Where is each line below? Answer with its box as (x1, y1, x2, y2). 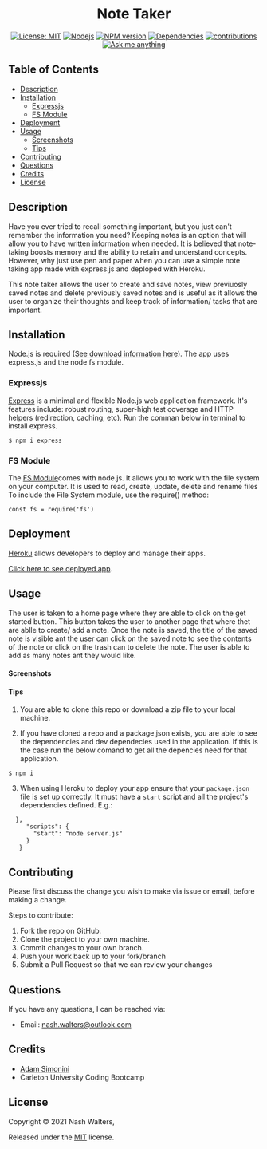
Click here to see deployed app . (8, 563, 113, 573)
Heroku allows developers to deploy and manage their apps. (8, 548, 206, 558)
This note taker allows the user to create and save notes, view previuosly (8, 279, 248, 289)
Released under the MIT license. (8, 1132, 115, 1142)
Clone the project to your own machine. (19, 934, 150, 944)
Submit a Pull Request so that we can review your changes (19, 960, 213, 969)
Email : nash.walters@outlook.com (19, 1020, 132, 1029)
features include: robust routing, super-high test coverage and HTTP (8, 404, 234, 413)
